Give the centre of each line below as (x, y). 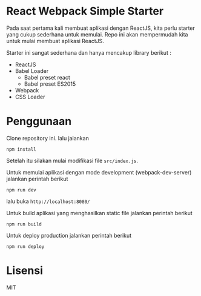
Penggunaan (39, 121)
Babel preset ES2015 (50, 84)
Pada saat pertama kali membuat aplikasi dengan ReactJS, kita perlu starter (101, 28)
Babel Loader (32, 71)
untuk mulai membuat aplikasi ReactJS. (55, 41)
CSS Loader (30, 97)
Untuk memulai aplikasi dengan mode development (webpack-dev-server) (99, 172)
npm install (21, 149)
